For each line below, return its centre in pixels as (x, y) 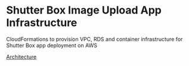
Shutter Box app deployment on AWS (52, 45)
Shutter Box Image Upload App (84, 10)
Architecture (21, 57)
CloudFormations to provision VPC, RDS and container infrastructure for (94, 39)
